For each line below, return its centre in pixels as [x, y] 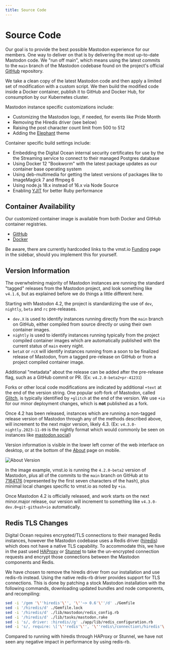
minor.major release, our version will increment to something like [73, 501]
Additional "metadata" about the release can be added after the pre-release [84, 372]
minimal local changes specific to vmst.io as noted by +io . [66, 486]
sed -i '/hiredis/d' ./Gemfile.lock [44, 608]
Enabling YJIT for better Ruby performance [58, 190]
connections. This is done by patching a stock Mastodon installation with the [85, 583]
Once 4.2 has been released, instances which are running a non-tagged [80, 413]
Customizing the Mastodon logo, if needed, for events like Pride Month [87, 117]
